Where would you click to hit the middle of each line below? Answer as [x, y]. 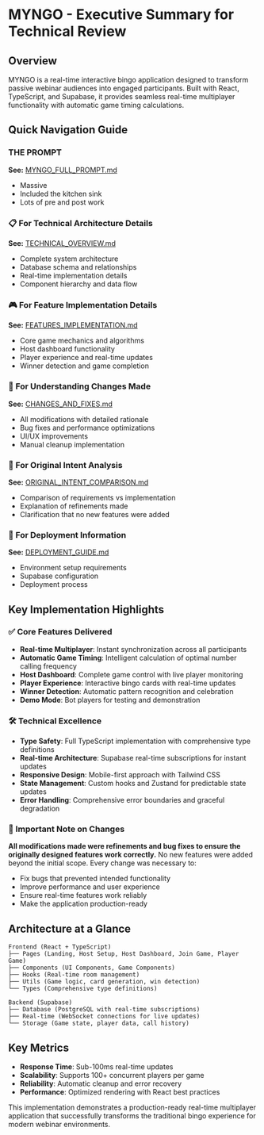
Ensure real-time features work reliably [83, 895]
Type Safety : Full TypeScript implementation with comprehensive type [135, 741]
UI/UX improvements [54, 436]
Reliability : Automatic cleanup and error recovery [101, 1083]
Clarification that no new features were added [95, 514]
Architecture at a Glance [70, 928]
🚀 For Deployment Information [67, 535]
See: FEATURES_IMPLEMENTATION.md [73, 325]
